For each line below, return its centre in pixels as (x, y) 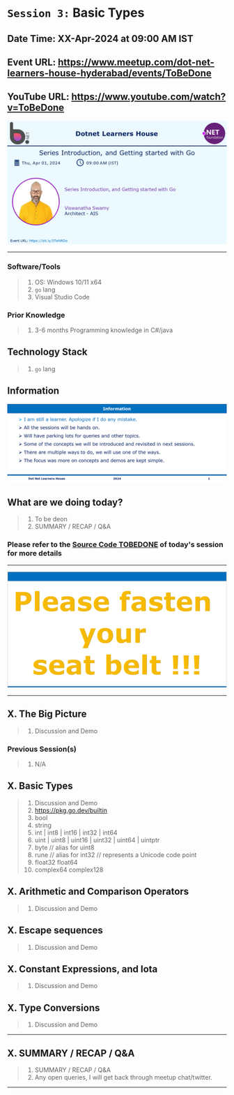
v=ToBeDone (36, 108)
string (43, 825)
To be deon (51, 519)
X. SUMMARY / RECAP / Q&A (71, 1053)
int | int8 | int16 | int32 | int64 (76, 833)
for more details (35, 553)
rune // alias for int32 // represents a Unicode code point (116, 855)
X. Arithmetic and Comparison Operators (98, 892)
